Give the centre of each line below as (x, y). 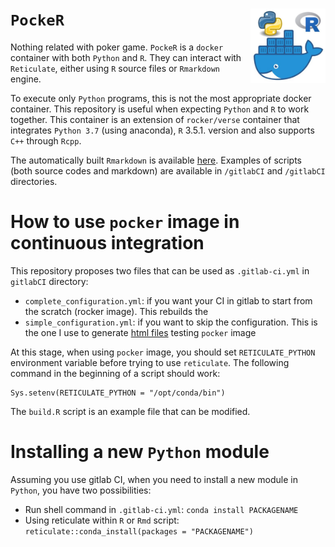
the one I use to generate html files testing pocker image (140, 332)
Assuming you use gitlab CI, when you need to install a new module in (154, 479)
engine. (26, 79)
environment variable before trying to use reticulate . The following (150, 362)
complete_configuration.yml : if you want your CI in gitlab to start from (168, 300)
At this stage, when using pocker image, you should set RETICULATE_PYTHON (163, 352)
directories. (34, 181)
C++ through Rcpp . (46, 140)
